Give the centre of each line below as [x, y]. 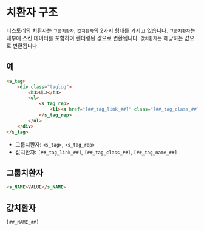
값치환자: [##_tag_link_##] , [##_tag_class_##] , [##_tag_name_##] [96, 152]
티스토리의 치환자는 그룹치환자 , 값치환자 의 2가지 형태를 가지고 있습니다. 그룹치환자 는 [101, 30]
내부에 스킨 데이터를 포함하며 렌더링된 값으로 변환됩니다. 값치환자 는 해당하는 [95, 38]
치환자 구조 [32, 12]
